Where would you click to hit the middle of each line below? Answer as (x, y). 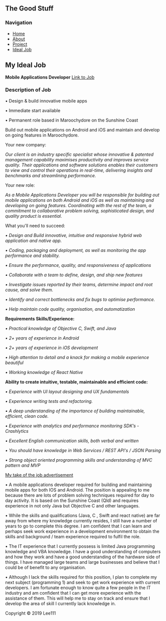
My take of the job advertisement (39, 475)
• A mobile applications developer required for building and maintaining (79, 485)
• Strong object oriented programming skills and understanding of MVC (79, 460)
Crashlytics (17, 431)
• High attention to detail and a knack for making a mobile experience (77, 357)
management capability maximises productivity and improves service (77, 159)
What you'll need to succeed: (35, 226)
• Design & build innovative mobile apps (46, 101)
